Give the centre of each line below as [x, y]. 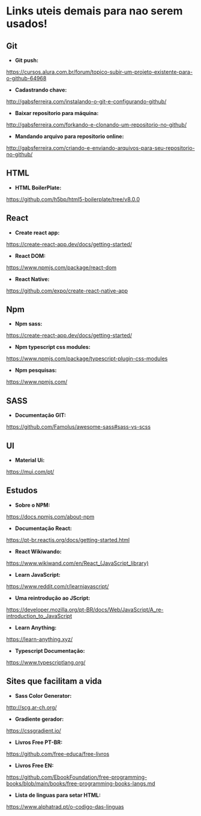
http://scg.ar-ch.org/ [31, 707]
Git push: [27, 60]
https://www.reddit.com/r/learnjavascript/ [58, 586]
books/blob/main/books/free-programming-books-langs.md [81, 783]
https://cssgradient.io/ [34, 730]
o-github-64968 [26, 78]
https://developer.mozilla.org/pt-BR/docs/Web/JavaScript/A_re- [85, 609]
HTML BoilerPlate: [38, 188]
